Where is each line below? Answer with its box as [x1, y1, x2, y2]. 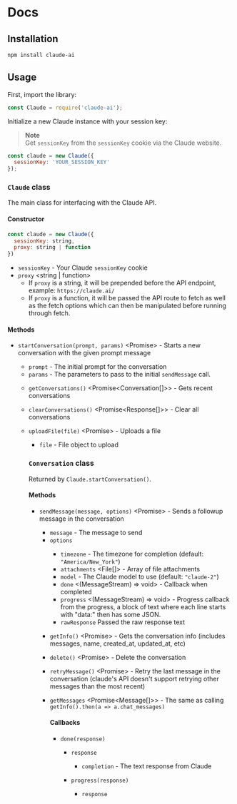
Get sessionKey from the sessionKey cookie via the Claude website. [24, 138, 222, 147]
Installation [7, 33, 59, 45]
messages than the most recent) [49, 682, 146, 691]
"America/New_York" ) [60, 557, 121, 566]
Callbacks [49, 718, 81, 727]
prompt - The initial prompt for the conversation [28, 362, 167, 371]
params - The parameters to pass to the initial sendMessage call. [28, 370, 211, 379]
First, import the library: [7, 90, 77, 98]
